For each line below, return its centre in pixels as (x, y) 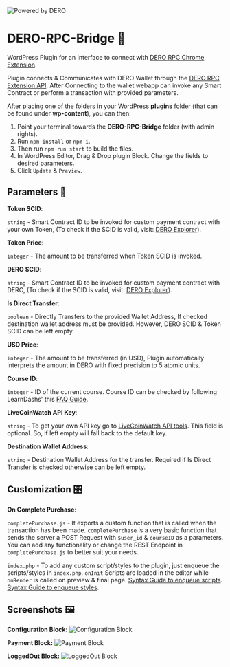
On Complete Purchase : (42, 510)
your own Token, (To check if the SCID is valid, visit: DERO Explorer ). (104, 229)
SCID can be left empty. (41, 331)
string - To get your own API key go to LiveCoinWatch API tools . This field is (115, 426)
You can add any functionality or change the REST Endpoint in (95, 545)
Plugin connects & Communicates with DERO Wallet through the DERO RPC (113, 78)
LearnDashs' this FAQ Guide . (48, 399)
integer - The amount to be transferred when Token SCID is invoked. (105, 256)
